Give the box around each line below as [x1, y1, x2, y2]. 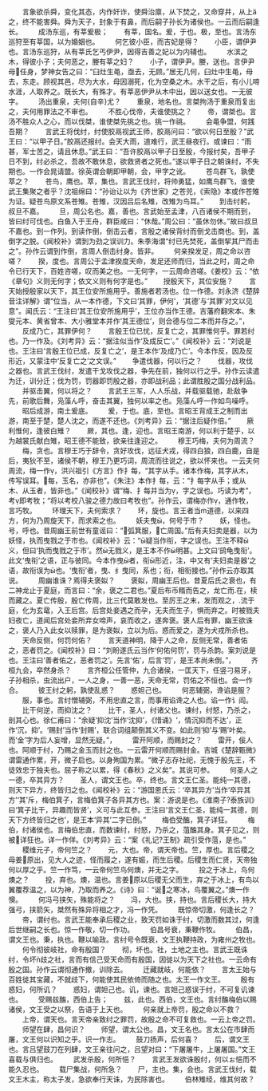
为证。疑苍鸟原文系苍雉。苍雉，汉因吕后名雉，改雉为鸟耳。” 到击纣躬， [8, 196, 255, 206]
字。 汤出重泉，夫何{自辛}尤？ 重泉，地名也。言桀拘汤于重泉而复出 [8, 97, 256, 106]
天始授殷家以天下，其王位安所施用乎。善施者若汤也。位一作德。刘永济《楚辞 [8, 287, 260, 295]
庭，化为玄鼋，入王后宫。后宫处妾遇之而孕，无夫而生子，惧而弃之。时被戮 [8, 606, 253, 615]
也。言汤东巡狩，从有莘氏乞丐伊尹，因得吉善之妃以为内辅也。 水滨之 [8, 47, 248, 56]
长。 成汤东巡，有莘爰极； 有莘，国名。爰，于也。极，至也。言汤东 [8, 27, 257, 36]
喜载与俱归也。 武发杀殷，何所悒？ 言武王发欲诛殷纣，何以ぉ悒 [8, 1054, 243, 1064]
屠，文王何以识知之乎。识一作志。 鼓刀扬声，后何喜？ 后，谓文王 [8, 1034, 250, 1044]
